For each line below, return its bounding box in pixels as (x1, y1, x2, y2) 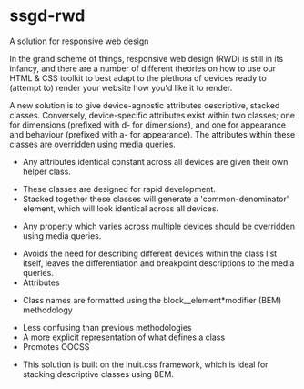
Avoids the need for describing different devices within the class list (22, 248, 278, 259)
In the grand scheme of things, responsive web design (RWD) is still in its (9, 53, 284, 64)
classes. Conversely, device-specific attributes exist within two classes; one (9, 109, 296, 120)
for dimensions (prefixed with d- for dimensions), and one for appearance (9, 119, 287, 130)
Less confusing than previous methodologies (22, 322, 192, 333)
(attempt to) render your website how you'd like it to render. (9, 82, 233, 93)
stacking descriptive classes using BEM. (22, 368, 175, 379)
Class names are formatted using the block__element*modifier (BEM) (22, 294, 282, 305)
